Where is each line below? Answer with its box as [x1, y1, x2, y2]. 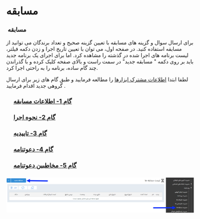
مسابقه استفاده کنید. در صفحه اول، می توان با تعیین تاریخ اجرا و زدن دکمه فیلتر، [6, 45, 182, 53]
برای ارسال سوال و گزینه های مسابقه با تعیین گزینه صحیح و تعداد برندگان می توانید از [6, 39, 193, 46]
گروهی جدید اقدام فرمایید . [6, 82, 66, 90]
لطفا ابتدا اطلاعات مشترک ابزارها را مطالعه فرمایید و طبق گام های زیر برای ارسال [6, 76, 189, 83]
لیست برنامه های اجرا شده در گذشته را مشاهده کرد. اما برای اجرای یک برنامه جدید [6, 52, 189, 59]
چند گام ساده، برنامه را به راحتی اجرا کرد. [6, 64, 98, 72]
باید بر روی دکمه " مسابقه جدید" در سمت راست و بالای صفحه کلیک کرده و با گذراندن [6, 58, 194, 65]
